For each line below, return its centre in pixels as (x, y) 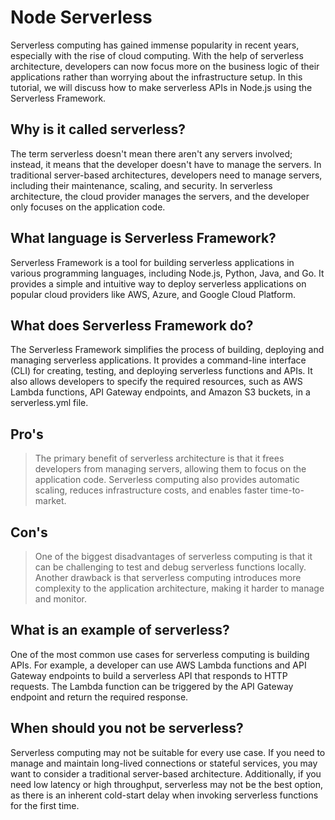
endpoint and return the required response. (99, 697)
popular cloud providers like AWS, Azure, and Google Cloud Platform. (153, 294)
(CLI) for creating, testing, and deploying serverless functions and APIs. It (161, 371)
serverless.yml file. (49, 403)
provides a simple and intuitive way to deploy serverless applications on (158, 283)
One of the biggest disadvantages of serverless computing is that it (173, 556)
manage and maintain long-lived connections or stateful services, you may (164, 763)
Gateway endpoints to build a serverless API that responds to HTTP (149, 675)
